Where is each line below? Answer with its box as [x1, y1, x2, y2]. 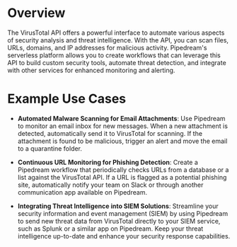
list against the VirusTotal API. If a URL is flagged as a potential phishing [17, 173, 227, 181]
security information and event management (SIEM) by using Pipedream [17, 209, 229, 217]
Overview [7, 5, 66, 21]
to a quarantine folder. [17, 144, 83, 153]
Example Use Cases [7, 91, 127, 107]
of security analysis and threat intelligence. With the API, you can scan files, [7, 35, 229, 44]
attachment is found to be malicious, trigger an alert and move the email [17, 137, 228, 145]
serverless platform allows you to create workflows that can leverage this [7, 51, 221, 59]
